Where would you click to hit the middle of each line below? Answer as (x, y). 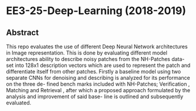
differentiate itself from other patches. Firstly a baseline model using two (94, 71)
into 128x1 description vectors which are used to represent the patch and (103, 65)
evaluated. (19, 103)
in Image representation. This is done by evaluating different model (87, 53)
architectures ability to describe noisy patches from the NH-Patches (88, 59)
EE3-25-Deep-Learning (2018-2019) (96, 11)
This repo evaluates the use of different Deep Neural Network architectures (97, 46)
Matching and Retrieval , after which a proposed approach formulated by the (98, 90)
